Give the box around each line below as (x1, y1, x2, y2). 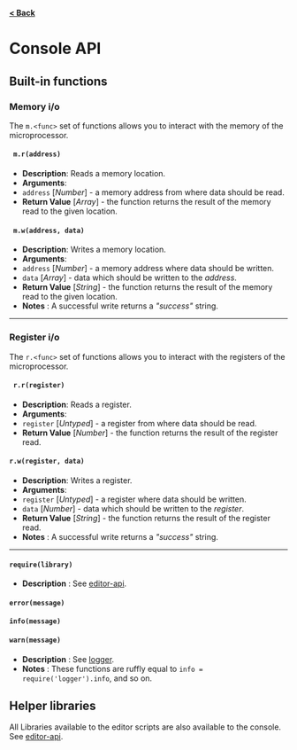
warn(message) (9, 636, 62, 645)
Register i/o (9, 332, 60, 344)
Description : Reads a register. (21, 399, 133, 410)
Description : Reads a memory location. (21, 168, 166, 179)
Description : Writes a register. (21, 474, 133, 486)
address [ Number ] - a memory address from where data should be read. (21, 187, 285, 198)
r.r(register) (12, 381, 65, 390)
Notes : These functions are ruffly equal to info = (21, 663, 203, 674)
